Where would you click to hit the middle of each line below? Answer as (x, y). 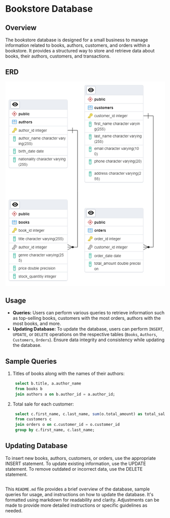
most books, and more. (37, 323)
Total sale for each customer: (43, 404)
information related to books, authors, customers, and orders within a (78, 45)
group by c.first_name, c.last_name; (55, 430)
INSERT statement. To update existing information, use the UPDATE (76, 464)
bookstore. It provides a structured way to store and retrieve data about (80, 51)
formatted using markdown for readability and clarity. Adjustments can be (82, 500)
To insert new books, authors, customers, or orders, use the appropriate (81, 458)
